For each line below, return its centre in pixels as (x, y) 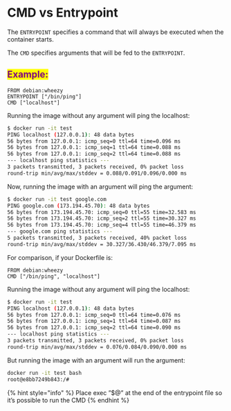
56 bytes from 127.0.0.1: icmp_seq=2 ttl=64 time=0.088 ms (94, 154)
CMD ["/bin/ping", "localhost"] (54, 276)
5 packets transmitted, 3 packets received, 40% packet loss (97, 238)
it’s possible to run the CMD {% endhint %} (68, 400)
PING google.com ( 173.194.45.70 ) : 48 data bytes (78, 206)
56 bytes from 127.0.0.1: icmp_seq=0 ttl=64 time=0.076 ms (94, 315)
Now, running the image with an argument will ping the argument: (100, 186)
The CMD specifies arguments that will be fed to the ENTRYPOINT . (96, 53)
